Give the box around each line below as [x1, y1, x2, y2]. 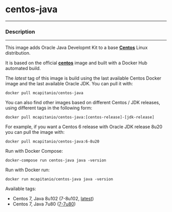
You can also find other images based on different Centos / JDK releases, [5, 100, 160, 106]
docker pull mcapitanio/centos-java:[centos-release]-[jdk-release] [5, 115, 155, 120]
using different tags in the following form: [5, 105, 93, 111]
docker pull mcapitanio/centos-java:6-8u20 [5, 139, 100, 144]
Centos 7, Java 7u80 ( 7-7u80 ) [12, 201, 76, 207]
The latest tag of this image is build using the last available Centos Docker [5, 75, 162, 81]
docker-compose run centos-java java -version [5, 158, 106, 163]
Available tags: [5, 185, 36, 192]
